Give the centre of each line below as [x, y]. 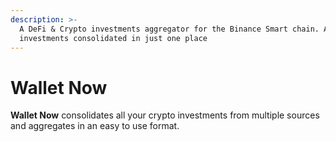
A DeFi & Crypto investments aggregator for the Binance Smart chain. [169, 29]
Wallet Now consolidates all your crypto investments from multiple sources [165, 115]
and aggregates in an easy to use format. [95, 126]
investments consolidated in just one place [113, 38]
